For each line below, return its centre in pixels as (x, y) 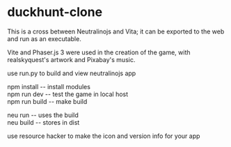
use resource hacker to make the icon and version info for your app (104, 136)
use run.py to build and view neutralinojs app (72, 73)
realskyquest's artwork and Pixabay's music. (71, 59)
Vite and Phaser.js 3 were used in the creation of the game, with (99, 52)
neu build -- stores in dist (43, 122)
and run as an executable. (44, 38)
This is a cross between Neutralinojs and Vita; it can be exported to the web (116, 31)
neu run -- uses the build (43, 115)
